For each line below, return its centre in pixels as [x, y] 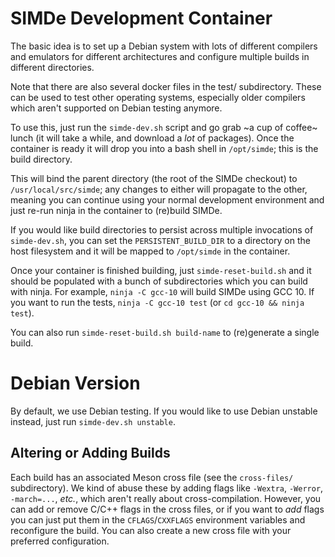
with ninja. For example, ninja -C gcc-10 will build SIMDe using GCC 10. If [162, 291]
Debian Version [75, 383]
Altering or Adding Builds [90, 453]
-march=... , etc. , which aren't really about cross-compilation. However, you [166, 498]
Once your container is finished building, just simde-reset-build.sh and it [161, 270]
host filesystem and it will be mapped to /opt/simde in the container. [150, 251]
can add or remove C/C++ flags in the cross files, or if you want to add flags [167, 509]
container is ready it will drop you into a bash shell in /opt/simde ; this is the [164, 148]
